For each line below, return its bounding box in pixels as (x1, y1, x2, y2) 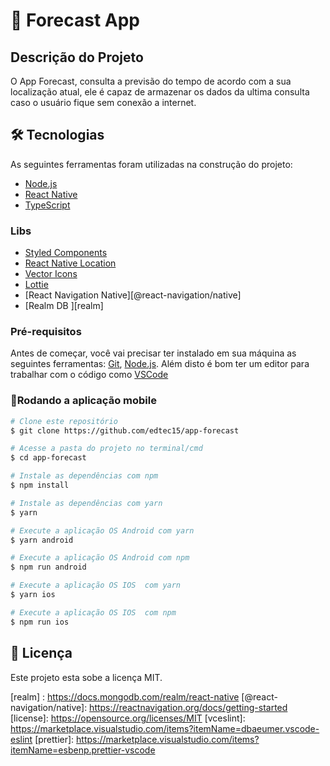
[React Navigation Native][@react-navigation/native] (24, 289, 242, 301)
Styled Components (24, 247, 108, 259)
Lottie (24, 279, 49, 291)
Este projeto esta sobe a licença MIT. (10, 671, 163, 683)
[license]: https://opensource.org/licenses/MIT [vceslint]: (10, 712, 246, 724)
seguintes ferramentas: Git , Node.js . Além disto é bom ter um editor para (10, 358, 310, 370)
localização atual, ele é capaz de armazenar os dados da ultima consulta (10, 86, 310, 98)
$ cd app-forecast (10, 453, 87, 463)
